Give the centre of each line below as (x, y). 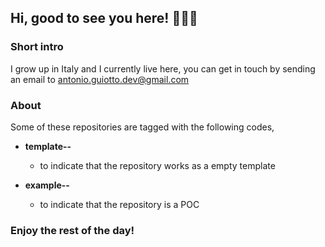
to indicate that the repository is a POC (119, 204)
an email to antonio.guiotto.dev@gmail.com (100, 79)
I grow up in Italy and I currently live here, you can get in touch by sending (163, 68)
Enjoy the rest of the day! (72, 230)
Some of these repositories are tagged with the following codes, (142, 127)
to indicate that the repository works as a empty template (157, 165)
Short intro (37, 47)
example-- (47, 185)
